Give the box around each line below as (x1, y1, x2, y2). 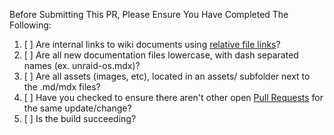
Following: (9, 19, 52, 31)
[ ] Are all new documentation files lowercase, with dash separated (23, 49, 299, 61)
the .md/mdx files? (23, 81, 101, 93)
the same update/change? (23, 102, 132, 114)
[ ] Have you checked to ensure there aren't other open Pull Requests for (23, 92, 324, 103)
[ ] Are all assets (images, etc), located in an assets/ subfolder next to (23, 70, 311, 82)
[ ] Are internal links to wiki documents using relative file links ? (23, 39, 281, 50)
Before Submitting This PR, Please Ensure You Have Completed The (9, 9, 289, 20)
